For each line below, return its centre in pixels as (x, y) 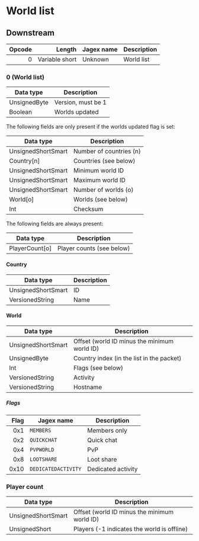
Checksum (88, 209)
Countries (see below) (104, 161)
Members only (107, 430)
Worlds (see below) (101, 200)
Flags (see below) (98, 367)
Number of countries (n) (107, 151)
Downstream (31, 33)
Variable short (57, 59)
